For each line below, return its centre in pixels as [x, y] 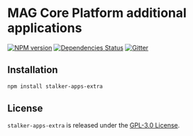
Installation [33, 70]
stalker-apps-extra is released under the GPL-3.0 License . [94, 125]
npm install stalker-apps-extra [55, 86]
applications [45, 28]
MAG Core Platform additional [97, 13]
